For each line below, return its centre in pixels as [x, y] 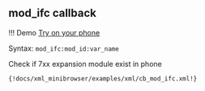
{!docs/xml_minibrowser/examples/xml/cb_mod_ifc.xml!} [103, 79]
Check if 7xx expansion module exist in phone [85, 64]
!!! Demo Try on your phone [54, 32]
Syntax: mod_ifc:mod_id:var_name [64, 48]
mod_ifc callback [53, 13]
